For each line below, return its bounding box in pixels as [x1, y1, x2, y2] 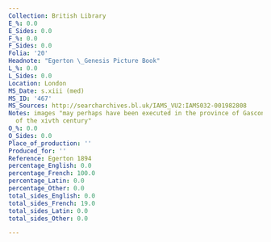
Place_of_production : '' [8, 139, 92, 148]
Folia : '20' [8, 49, 48, 57]
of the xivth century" [15, 117, 92, 125]
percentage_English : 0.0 [8, 162, 92, 170]
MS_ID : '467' [8, 94, 52, 102]
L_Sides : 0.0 [8, 72, 52, 80]
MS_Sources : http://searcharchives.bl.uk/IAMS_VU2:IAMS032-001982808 [8, 102, 248, 110]
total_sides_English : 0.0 [8, 191, 95, 200]
